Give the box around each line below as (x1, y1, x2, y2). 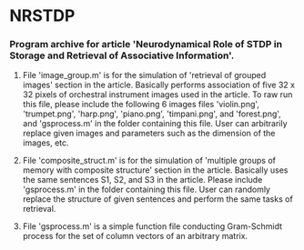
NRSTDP (9, 5, 76, 26)
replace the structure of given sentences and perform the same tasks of (22, 194, 293, 205)
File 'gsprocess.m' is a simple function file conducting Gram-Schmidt (22, 221, 283, 232)
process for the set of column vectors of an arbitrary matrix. (22, 231, 248, 242)
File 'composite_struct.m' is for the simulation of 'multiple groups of (22, 155, 276, 166)
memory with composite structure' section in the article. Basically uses (22, 165, 289, 175)
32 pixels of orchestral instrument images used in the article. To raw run (22, 89, 293, 100)
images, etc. (22, 137, 70, 148)
